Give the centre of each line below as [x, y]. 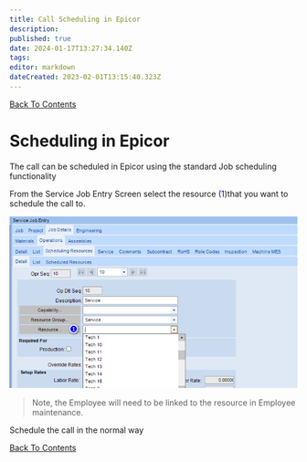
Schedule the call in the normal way [77, 430]
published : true [40, 38]
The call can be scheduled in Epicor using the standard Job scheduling [143, 166]
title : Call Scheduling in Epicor [75, 19]
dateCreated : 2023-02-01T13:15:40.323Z [85, 78]
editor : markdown [42, 68]
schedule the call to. [48, 203]
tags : [20, 58]
